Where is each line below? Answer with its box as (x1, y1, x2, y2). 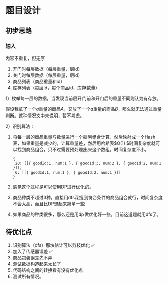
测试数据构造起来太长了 (12, 261, 61, 267)
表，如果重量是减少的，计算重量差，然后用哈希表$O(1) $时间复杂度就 (12, 140, 156, 146)
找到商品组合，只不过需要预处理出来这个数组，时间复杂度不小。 (17, 146, 149, 152)
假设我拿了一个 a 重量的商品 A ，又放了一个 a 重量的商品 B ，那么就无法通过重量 (5, 106, 162, 112)
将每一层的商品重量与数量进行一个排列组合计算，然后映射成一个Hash (12, 134, 156, 140)
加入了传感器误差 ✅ (12, 248, 53, 254)
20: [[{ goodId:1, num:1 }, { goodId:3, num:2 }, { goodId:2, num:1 (15, 161, 162, 166)
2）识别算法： (5, 123, 35, 129)
